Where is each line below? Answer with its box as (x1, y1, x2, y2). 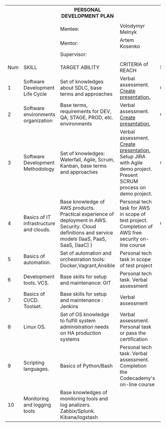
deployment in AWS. (60, 217, 107, 223)
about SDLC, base (60, 84, 102, 91)
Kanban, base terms (60, 162, 107, 169)
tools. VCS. (23, 279, 49, 286)
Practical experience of (60, 211, 114, 217)
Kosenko (120, 43, 140, 50)
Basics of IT (23, 214, 51, 220)
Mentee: (60, 26, 80, 32)
